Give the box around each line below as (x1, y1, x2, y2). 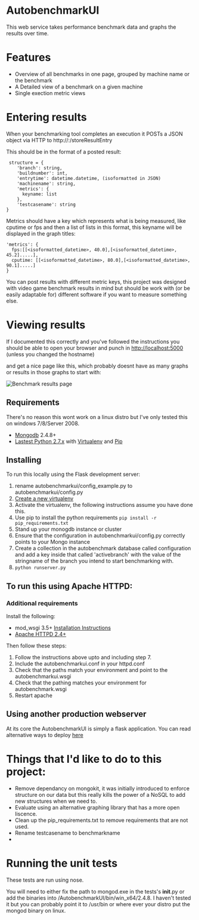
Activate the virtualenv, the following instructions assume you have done (14, 502, 194, 509)
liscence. (14, 810, 38, 817)
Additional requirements (6, 599, 79, 607)
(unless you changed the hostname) (6, 350, 95, 357)
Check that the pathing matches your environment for (14, 679, 147, 686)
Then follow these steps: (6, 642, 67, 649)
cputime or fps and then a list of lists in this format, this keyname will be (6, 224, 182, 231)
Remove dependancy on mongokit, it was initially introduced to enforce (14, 784, 189, 792)
